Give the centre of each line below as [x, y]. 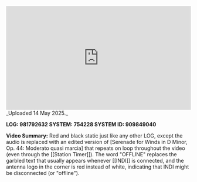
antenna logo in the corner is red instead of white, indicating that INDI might [98, 167]
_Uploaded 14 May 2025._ [37, 113]
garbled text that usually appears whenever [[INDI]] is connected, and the [95, 160]
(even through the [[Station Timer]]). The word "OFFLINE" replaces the [91, 154]
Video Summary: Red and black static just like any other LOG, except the [94, 135]
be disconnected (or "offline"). [43, 173]
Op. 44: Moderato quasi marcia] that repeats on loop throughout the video [96, 148]
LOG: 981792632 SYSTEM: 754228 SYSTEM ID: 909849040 [81, 124]
